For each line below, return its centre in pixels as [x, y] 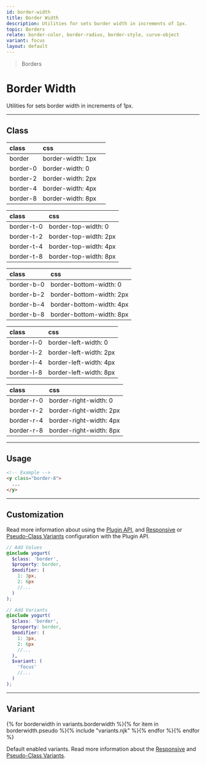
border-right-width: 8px [84, 430]
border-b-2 [27, 294]
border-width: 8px [70, 198]
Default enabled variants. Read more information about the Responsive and [101, 749]
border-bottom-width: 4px [90, 304]
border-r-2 [26, 410]
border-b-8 [27, 314]
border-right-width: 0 [81, 400]
